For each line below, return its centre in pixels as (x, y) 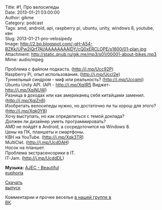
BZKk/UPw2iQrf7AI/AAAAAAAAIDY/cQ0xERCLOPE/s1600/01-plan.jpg (76, 49)
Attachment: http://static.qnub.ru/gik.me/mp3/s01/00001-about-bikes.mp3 (81, 54)
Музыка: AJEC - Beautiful (32, 168)
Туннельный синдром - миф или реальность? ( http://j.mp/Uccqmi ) (75, 79)
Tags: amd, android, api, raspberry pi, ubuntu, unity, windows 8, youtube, (80, 28)
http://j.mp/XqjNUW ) (26, 90)
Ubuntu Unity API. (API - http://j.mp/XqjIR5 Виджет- (58, 85)
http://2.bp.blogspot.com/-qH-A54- (56, 44)
